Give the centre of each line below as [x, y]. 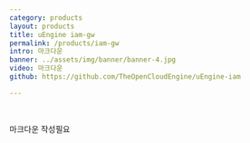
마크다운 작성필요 [40, 129]
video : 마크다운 [36, 69]
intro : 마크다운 [36, 52]
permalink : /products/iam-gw [64, 43]
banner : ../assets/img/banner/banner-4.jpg [93, 60]
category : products [46, 18]
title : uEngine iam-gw [52, 34]
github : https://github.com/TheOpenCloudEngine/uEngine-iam [125, 77]
